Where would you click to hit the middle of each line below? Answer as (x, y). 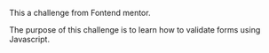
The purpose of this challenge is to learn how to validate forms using (135, 30)
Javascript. (30, 39)
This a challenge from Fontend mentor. (80, 13)
